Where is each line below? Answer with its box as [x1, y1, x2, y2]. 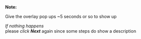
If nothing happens [5, 23, 44, 29]
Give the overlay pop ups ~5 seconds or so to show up [5, 14, 117, 19]
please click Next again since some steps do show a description [5, 28, 137, 34]
